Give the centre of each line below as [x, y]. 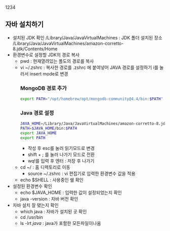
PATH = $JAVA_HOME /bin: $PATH [49, 129]
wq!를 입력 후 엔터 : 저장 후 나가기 [61, 161]
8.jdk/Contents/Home [35, 49]
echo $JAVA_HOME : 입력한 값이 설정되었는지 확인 [71, 192]
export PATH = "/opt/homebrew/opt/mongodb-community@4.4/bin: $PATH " [92, 99]
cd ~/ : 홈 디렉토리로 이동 [45, 167]
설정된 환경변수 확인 [32, 186]
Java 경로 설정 [37, 112]
